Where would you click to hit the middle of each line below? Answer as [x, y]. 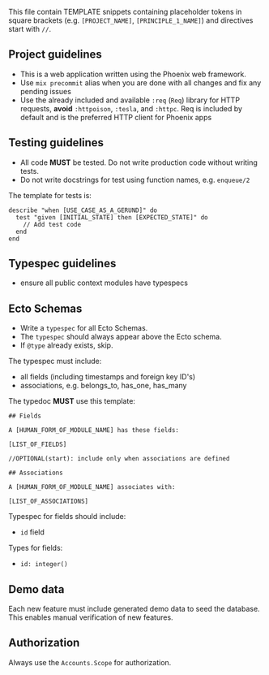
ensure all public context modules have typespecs [104, 283]
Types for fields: [36, 548]
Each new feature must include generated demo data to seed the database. [134, 609]
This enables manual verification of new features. [91, 617]
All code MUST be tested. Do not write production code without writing [139, 162]
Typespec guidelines [62, 264]
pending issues [45, 91]
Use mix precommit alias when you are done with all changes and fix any [141, 82]
